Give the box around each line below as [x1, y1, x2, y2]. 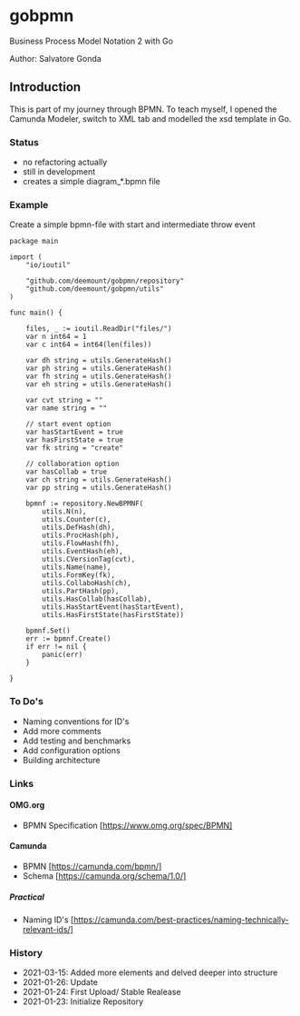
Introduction [9, 79, 82, 95]
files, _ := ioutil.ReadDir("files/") [25, 324, 172, 334]
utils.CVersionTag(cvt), [42, 555, 136, 564]
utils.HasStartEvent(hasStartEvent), [42, 603, 184, 612]
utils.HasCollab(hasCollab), [42, 594, 152, 604]
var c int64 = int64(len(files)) [25, 340, 152, 350]
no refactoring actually [22, 156, 108, 168]
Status [9, 135, 39, 148]
